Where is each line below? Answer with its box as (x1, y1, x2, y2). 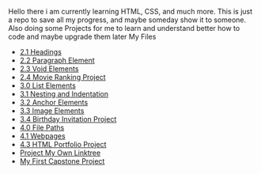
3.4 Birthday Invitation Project (19, 115, 117, 123)
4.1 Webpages (19, 131, 66, 141)
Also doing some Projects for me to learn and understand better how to (8, 24, 240, 32)
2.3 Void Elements (19, 64, 79, 74)
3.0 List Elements (19, 81, 77, 90)
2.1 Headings (19, 47, 62, 56)
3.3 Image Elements (19, 106, 85, 115)
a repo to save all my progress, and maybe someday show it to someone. (8, 15, 247, 25)
